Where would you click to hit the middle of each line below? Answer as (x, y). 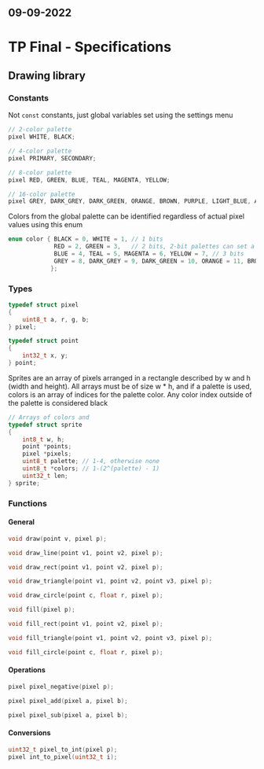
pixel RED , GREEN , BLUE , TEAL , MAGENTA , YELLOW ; (89, 180)
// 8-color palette (40, 172)
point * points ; (47, 447)
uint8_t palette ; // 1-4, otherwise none (91, 462)
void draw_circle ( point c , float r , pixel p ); (86, 596)
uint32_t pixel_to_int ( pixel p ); (63, 749)
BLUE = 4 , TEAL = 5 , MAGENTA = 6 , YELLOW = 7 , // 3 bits (149, 254)
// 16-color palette (42, 194)
